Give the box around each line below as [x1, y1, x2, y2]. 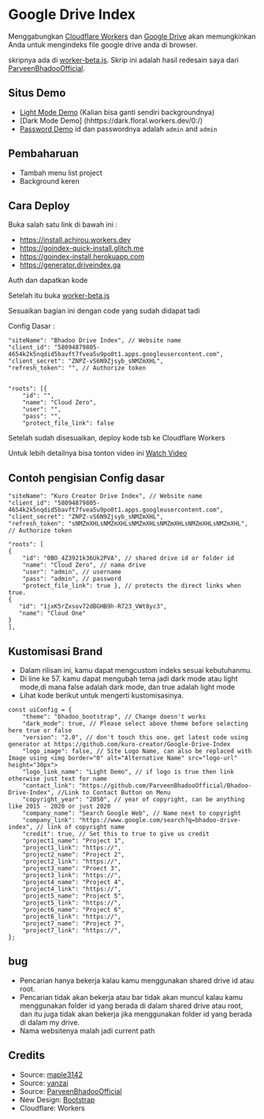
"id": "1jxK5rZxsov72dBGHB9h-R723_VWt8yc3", [18, 603, 168, 611]
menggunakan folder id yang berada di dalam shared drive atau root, [19, 1001, 244, 1010]
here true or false [8, 727, 73, 734]
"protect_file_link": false [22, 419, 114, 427]
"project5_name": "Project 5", [22, 892, 125, 900]
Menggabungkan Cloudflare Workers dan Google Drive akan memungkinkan [8, 32, 256, 41]
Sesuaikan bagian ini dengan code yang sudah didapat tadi [8, 306, 200, 316]
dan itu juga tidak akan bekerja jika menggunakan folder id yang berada [19, 1009, 252, 1018]
